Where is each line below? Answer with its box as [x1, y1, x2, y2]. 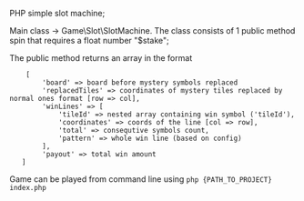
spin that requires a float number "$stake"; [9, 35, 170, 45]
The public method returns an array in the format [9, 53, 193, 63]
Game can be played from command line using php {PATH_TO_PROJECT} [9, 174, 273, 185]
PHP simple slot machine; [9, 8, 106, 18]
